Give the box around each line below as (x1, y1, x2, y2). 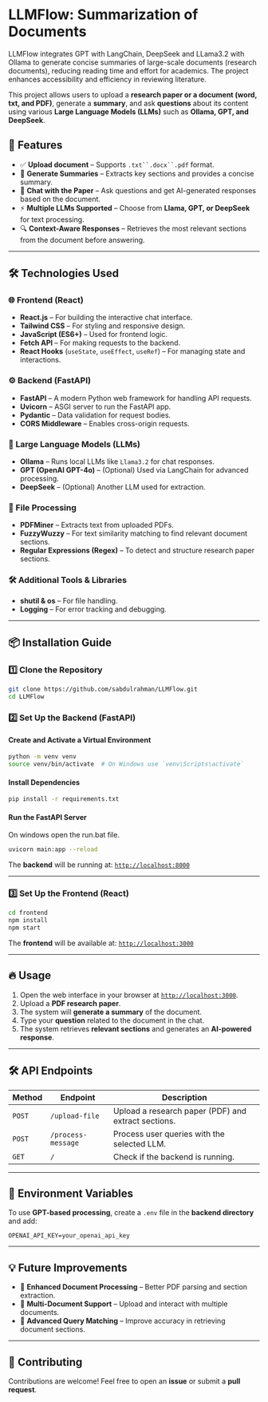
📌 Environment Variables (8, 1187, 134, 1201)
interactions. (19, 355, 61, 365)
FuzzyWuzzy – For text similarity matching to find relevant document (19, 529, 248, 538)
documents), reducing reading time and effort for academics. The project (8, 65, 249, 75)
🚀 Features (8, 138, 63, 152)
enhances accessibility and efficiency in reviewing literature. (8, 74, 207, 84)
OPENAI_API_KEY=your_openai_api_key (8, 1232, 130, 1240)
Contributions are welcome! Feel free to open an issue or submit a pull (8, 1376, 241, 1386)
